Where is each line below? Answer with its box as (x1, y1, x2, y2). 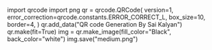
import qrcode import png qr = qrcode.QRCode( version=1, (7, 6, 174, 14)
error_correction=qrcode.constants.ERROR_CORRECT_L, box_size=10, (7, 13, 206, 21)
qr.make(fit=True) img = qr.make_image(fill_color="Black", (7, 27, 172, 36)
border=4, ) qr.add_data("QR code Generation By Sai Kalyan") (7, 21, 182, 28)
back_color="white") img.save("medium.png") (7, 35, 138, 43)
